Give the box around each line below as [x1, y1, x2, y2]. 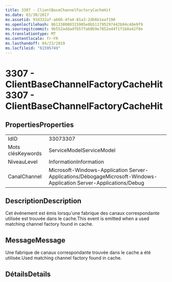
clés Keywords [8, 149, 42, 157]
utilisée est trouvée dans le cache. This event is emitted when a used [5, 215, 149, 222]
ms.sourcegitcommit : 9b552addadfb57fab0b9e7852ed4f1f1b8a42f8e [5, 27, 143, 32]
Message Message [5, 236, 66, 245]
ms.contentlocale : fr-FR [5, 36, 58, 41]
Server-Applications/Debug [77, 179, 144, 186]
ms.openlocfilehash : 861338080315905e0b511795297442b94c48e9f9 [5, 21, 143, 27]
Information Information [48, 158, 104, 165]
